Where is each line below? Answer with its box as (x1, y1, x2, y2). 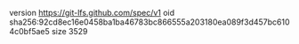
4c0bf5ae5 (9, 26, 51, 36)
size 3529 (52, 26, 88, 36)
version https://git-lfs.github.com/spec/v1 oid (9, 8, 175, 18)
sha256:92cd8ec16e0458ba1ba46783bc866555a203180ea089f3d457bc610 (9, 17, 291, 27)
